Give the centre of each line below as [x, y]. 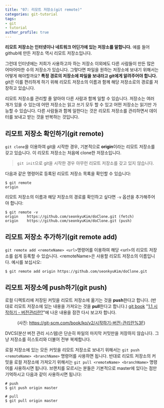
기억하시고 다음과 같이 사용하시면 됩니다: [43, 374]
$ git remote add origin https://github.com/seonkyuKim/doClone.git [76, 271]
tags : [10, 19]
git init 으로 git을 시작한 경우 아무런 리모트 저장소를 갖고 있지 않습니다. [85, 163]
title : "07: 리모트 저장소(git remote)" [43, 10]
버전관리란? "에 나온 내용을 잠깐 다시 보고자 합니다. [69, 312]
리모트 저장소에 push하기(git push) [56, 288]
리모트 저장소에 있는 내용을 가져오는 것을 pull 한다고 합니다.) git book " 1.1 [83, 306]
